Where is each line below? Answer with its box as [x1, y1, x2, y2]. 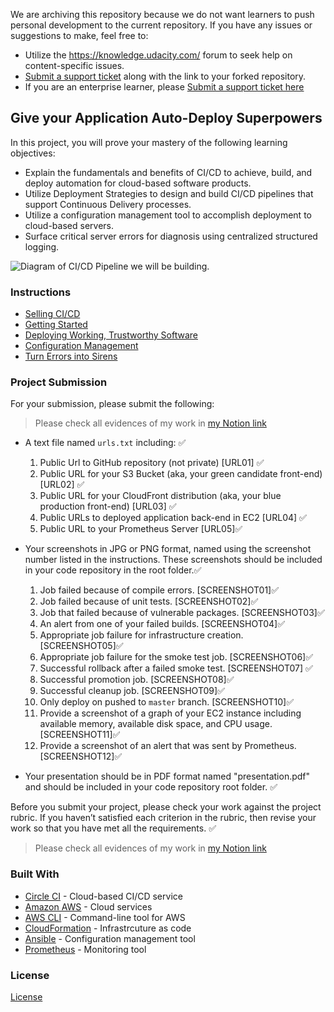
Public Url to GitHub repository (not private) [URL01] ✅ [39, 457, 265, 469]
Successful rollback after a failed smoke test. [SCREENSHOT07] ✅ [39, 662, 313, 674]
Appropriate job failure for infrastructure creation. [39, 629, 244, 641]
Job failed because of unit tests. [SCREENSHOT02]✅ [39, 595, 259, 608]
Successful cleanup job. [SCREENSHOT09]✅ [39, 685, 225, 697]
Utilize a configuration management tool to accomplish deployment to [24, 209, 312, 221]
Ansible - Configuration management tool [24, 932, 196, 944]
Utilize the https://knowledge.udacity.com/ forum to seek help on [24, 49, 293, 61]
